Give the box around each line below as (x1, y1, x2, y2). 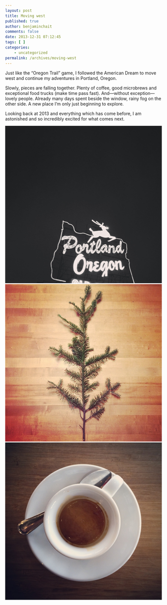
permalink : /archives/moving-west (5, 55, 77, 60)
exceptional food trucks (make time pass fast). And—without (5, 90, 129, 96)
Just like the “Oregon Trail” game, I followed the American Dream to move (5, 70, 157, 76)
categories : (5, 45, 30, 50)
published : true (5, 18, 39, 23)
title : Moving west (5, 13, 46, 18)
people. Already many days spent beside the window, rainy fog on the (18, 95, 162, 101)
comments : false (5, 29, 39, 34)
